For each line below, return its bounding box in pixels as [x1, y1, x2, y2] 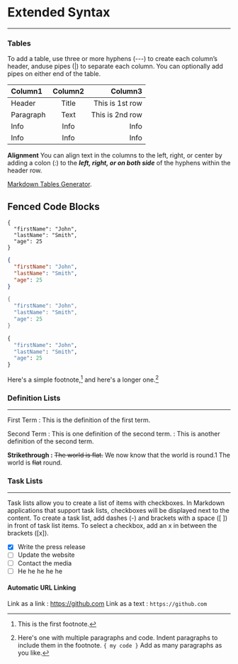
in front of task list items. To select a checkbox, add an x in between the [7, 521, 217, 530]
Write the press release [17, 543, 86, 551]
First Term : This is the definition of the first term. [7, 416, 151, 424]
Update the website [17, 550, 76, 559]
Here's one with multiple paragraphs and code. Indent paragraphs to [17, 633, 218, 642]
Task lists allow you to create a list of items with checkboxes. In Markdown [7, 499, 225, 507]
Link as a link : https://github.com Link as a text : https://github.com [7, 599, 208, 607]
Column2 [52, 87, 85, 96]
